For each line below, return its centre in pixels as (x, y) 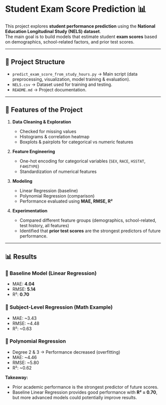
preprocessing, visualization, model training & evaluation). (71, 79)
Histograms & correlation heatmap (55, 136)
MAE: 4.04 (23, 284)
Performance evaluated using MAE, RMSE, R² (66, 201)
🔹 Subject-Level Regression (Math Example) (59, 307)
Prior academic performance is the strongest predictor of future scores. (85, 387)
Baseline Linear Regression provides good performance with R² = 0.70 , (85, 392)
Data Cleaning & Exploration (42, 121)
